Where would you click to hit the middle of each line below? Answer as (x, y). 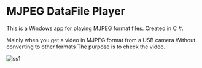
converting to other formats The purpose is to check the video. (86, 47)
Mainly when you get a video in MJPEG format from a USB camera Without (101, 40)
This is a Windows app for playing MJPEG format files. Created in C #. (95, 28)
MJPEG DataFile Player (66, 11)
